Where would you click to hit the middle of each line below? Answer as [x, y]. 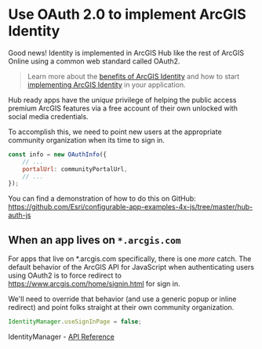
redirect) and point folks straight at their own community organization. [121, 307]
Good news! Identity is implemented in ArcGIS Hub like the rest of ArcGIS [126, 53]
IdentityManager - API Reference [62, 336]
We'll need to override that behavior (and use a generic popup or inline [122, 299]
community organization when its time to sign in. [86, 140]
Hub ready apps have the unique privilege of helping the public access [122, 100]
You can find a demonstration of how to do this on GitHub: [102, 198]
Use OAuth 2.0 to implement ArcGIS [127, 15]
